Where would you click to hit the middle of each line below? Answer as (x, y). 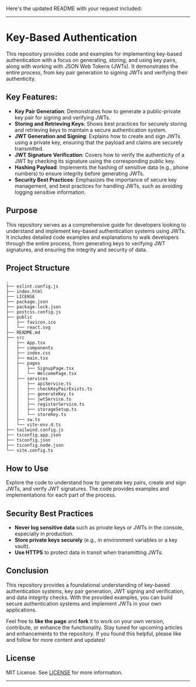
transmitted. (29, 148)
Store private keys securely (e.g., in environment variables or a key (96, 540)
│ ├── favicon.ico (31, 322)
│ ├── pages (23, 363)
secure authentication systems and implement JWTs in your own (84, 603)
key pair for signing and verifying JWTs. (62, 117)
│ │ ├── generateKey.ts (40, 394)
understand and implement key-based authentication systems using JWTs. (96, 231)
